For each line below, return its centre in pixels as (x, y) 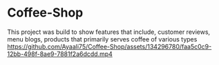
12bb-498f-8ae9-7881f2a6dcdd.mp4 (60, 54)
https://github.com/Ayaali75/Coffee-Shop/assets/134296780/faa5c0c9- (109, 46)
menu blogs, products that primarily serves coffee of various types (102, 39)
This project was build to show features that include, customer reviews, (109, 32)
